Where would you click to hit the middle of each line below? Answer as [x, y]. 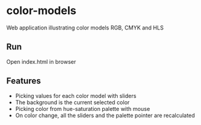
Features [24, 81]
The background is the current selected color [72, 102]
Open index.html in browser [41, 61]
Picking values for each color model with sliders [76, 96]
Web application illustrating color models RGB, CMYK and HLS [85, 28]
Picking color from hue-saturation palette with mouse [82, 108]
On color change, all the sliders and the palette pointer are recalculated [105, 115]
